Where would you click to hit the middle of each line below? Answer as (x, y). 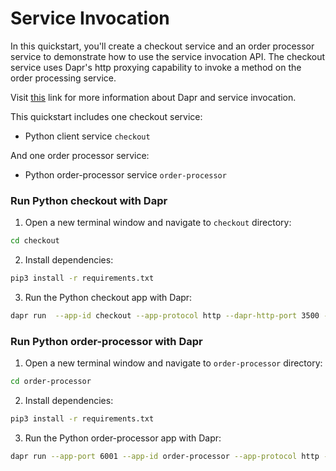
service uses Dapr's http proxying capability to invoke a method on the (156, 67)
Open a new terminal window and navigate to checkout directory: (158, 223)
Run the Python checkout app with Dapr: (108, 297)
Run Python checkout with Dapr (89, 200)
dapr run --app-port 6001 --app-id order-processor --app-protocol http (165, 456)
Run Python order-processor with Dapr (106, 341)
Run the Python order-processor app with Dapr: (123, 438)
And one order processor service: (80, 155)
